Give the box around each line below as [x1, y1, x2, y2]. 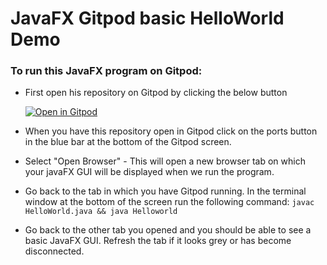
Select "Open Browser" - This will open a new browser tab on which [24, 155, 306, 167]
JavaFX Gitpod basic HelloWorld [10, 7, 285, 30]
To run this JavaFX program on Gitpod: [10, 64, 203, 78]
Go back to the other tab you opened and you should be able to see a [24, 224, 312, 236]
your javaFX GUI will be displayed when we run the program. [24, 166, 275, 178]
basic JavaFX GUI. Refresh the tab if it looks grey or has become [24, 235, 292, 247]
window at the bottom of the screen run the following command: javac [24, 196, 315, 208]
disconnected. [24, 245, 85, 257]
